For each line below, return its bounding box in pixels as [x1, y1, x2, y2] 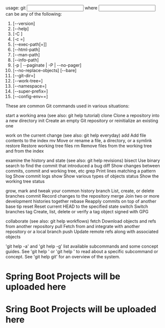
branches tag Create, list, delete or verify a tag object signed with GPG [5, 209, 149, 214]
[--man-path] [12, 52, 40, 57]
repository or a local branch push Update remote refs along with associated [5, 228, 159, 234]
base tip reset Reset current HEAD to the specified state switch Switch [5, 203, 148, 209]
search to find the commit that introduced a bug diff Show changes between [5, 163, 160, 169]
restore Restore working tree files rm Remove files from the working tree [5, 143, 152, 149]
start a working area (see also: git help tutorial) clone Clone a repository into [5, 113, 160, 118]
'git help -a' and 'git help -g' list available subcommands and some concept [5, 243, 159, 249]
